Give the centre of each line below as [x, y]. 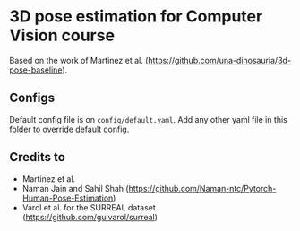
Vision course [62, 35]
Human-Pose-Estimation [68, 198]
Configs [32, 98]
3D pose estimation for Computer [136, 17]
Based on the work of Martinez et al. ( [79, 60]
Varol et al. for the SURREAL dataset [89, 207]
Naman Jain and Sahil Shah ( [75, 188]
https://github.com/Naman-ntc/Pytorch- [202, 188]
